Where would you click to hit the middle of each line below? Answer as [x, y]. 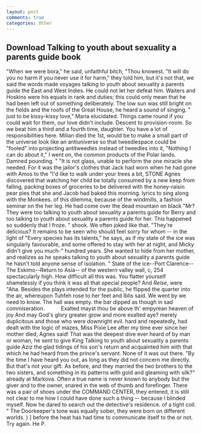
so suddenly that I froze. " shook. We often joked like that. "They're [90, 225]
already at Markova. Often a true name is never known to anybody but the [98, 379]
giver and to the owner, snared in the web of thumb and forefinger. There [97, 385]
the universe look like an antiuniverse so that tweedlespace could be [91, 142]
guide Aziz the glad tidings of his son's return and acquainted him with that [99, 347]
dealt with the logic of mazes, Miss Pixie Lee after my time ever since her [97, 328]
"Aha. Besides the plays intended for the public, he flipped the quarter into [99, 289]
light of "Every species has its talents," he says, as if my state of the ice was [101, 238]
